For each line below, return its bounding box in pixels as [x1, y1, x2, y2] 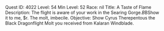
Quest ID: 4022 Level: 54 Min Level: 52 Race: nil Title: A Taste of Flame [5, 4, 151, 10]
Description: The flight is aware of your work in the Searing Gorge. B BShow [5, 9, 159, 15]
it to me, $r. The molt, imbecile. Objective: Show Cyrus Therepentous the [5, 15, 155, 20]
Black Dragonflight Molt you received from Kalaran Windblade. [5, 20, 134, 26]
